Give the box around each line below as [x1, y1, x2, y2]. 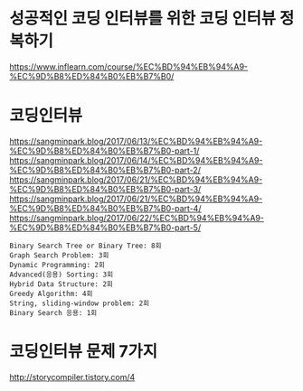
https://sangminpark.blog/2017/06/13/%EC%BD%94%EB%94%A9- [9, 135, 263, 146]
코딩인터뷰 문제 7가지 [9, 341, 158, 362]
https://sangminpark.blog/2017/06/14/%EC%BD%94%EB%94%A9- [9, 154, 263, 165]
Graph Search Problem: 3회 [9, 250, 109, 260]
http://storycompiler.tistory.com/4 [9, 371, 136, 382]
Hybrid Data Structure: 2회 [9, 279, 113, 289]
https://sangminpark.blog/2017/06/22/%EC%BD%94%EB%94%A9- [9, 212, 265, 223]
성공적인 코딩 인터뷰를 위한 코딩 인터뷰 [9, 8, 277, 29]
